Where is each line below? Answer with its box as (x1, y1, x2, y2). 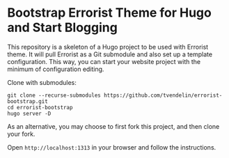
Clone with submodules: (7, 78, 77, 86)
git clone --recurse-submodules (7, 92, 101, 99)
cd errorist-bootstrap (7, 104, 73, 111)
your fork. (7, 129, 35, 138)
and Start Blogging (7, 19, 118, 35)
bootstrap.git (7, 97, 49, 105)
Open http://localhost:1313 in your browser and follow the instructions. (7, 143, 216, 151)
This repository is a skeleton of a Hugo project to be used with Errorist (7, 42, 209, 51)
